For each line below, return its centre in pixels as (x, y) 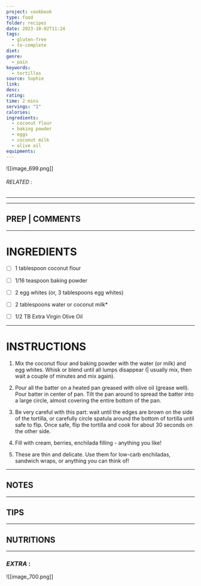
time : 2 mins (22, 101)
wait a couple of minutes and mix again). (65, 376)
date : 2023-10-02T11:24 (36, 28)
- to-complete (29, 46)
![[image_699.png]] (30, 168)
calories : (19, 112)
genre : (14, 56)
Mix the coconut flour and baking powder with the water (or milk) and (100, 363)
